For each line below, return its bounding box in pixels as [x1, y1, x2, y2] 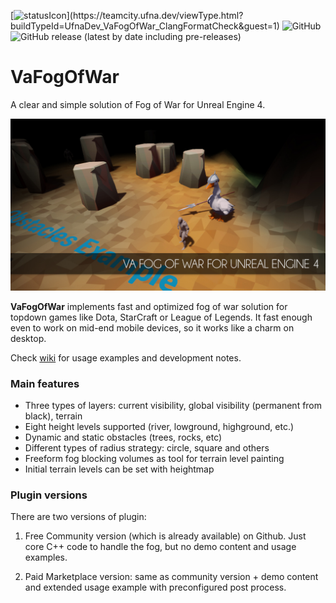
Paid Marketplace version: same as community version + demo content [24, 571, 319, 583]
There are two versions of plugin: [10, 511, 147, 523]
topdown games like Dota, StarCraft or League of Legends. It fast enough [10, 311, 313, 323]
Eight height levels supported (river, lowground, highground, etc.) [24, 420, 295, 432]
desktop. [10, 332, 47, 344]
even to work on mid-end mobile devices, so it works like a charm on [10, 321, 295, 334]
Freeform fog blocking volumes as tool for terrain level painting [24, 452, 285, 464]
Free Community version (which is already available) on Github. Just [24, 530, 307, 542]
